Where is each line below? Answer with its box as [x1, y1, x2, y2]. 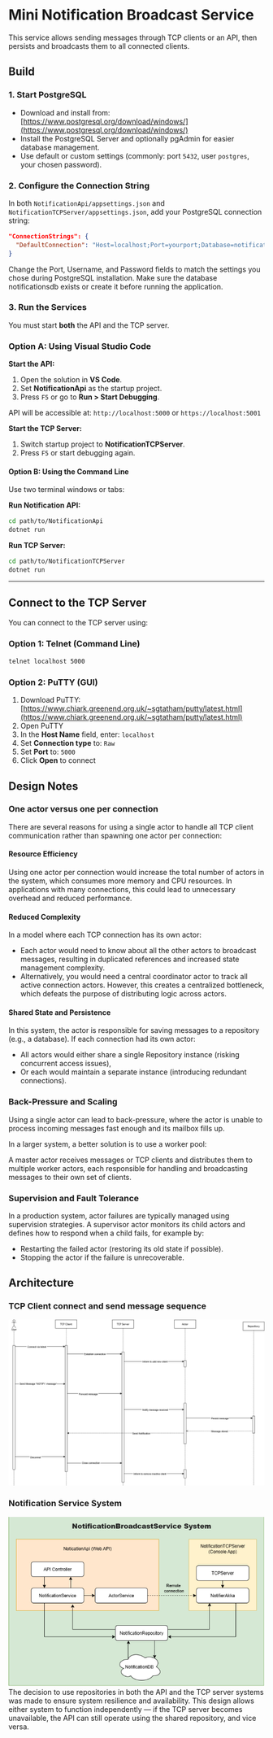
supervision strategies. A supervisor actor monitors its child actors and [8, 1220, 245, 1230]
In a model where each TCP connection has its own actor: [8, 930, 201, 940]
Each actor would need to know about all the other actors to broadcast [19, 946, 257, 956]
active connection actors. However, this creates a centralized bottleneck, [19, 980, 265, 990]
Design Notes [8, 779, 79, 793]
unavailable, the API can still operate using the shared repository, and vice [8, 1714, 257, 1723]
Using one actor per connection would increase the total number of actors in [8, 868, 265, 878]
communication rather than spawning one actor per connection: [8, 830, 222, 840]
